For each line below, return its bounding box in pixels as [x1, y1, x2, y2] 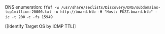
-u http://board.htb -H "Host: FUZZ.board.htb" [53, 9, 153, 14]
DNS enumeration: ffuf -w [5, 4, 59, 10]
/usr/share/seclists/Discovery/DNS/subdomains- [61, 5, 161, 10]
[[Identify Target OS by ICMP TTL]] [5, 23, 76, 29]
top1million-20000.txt [5, 9, 52, 14]
